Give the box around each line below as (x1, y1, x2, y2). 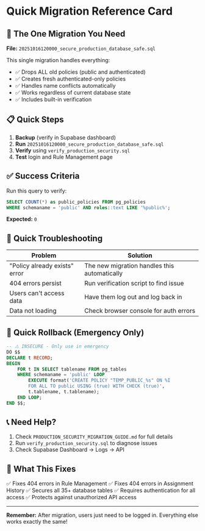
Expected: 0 (6, 215, 37, 223)
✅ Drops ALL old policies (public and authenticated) (15, 68, 146, 76)
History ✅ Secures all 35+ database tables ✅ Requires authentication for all (6, 486, 196, 494)
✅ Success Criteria (6, 171, 80, 181)
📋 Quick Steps (6, 115, 64, 125)
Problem (31, 251, 57, 260)
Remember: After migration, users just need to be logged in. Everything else (6, 511, 198, 519)
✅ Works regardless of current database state (15, 89, 131, 96)
